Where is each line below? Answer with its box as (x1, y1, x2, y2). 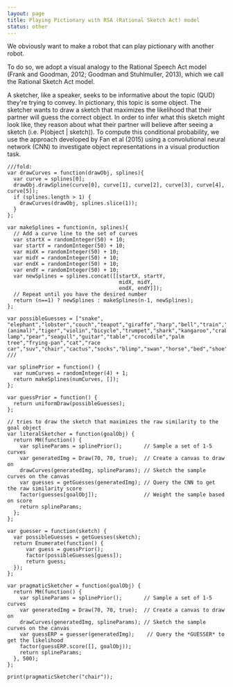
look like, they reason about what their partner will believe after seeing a (7, 121, 214, 129)
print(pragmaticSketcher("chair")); (7, 674, 113, 681)
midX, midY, (119, 279, 154, 286)
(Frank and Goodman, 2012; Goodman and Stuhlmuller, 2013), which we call (7, 70, 224, 78)
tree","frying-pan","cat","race (7, 339, 101, 347)
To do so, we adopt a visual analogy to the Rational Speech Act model (7, 63, 207, 71)
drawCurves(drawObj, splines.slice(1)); (19, 200, 138, 207)
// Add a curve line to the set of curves (13, 230, 138, 237)
